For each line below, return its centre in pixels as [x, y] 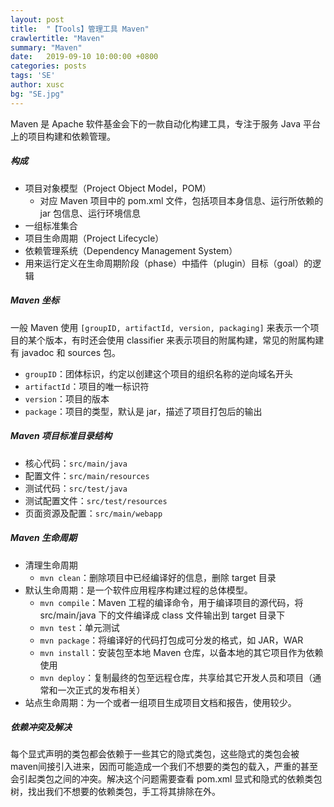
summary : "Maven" [46, 47]
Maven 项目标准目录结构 [61, 436]
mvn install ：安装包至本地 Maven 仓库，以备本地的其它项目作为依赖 [181, 652]
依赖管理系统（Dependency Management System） [131, 250]
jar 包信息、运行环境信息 [90, 213]
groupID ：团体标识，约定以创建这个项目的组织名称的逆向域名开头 [158, 373]
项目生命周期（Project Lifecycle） [94, 238]
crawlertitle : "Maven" [57, 38]
